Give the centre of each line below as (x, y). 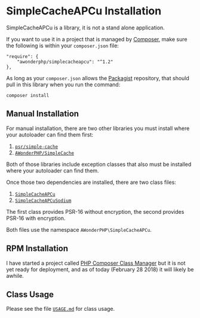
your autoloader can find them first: (50, 134)
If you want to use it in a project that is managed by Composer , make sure (97, 39)
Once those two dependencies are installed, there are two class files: (91, 182)
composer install (28, 95)
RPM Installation (37, 249)
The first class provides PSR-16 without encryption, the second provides (95, 211)
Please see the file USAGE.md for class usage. (61, 309)
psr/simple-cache (36, 147)
